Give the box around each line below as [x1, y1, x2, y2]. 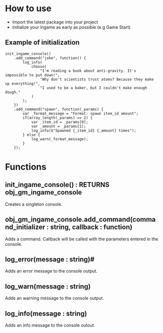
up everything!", [5, 81, 41, 86]
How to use [5, 3, 52, 14]
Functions [5, 161, 46, 172]
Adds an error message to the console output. [5, 268, 98, 274]
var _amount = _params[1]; [31, 124, 86, 129]
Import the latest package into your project [12, 19, 99, 25]
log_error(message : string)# [5, 255, 95, 263]
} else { [22, 132, 41, 137]
